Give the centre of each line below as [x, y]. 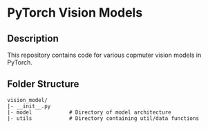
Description [33, 38]
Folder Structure [43, 84]
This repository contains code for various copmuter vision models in [104, 55]
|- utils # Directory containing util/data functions [103, 118]
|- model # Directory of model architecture [89, 112]
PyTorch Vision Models [75, 13]
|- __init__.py [29, 106]
